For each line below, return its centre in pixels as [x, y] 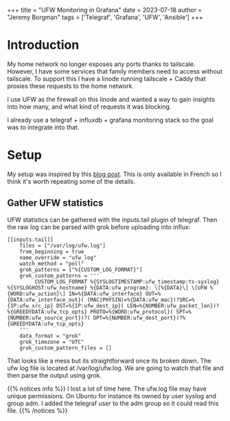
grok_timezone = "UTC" [52, 342]
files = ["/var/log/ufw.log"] [63, 246]
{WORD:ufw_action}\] [37, 294]
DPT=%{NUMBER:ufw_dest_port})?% [139, 318]
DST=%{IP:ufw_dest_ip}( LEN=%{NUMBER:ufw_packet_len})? [138, 305]
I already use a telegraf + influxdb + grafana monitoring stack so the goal [111, 120]
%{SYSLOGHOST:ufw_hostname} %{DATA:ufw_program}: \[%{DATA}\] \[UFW [107, 288]
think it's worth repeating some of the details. [71, 181]
